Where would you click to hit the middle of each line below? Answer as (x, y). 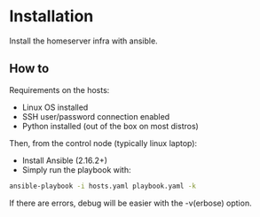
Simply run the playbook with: (76, 169)
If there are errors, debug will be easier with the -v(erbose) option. (130, 203)
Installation (51, 16)
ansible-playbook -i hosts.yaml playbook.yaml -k (103, 186)
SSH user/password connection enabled (96, 116)
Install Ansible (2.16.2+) (65, 160)
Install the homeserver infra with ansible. (83, 41)
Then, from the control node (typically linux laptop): (103, 143)
